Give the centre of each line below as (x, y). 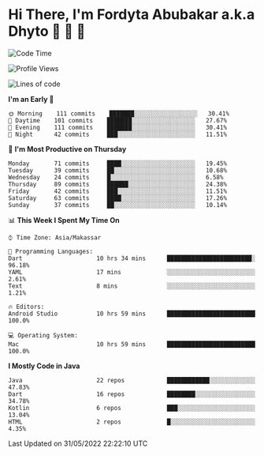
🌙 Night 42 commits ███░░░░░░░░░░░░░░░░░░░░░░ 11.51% (117, 134)
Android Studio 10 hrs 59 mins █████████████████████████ (132, 314)
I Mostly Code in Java (44, 366)
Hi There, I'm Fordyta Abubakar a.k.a (132, 15)
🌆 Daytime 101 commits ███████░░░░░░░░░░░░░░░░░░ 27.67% (117, 120)
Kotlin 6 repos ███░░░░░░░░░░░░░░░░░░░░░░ (132, 408)
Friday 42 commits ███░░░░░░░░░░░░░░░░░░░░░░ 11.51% (117, 191)
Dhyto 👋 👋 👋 (47, 31)
